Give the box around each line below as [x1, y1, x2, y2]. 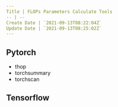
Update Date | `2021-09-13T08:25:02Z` [6, 25, 102, 32]
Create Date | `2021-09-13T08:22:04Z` [6, 20, 102, 26]
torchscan [14, 75, 40, 83]
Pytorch [6, 47, 37, 57]
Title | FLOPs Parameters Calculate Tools [6, 8, 113, 15]
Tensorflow [6, 93, 50, 103]
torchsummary [14, 70, 51, 77]
